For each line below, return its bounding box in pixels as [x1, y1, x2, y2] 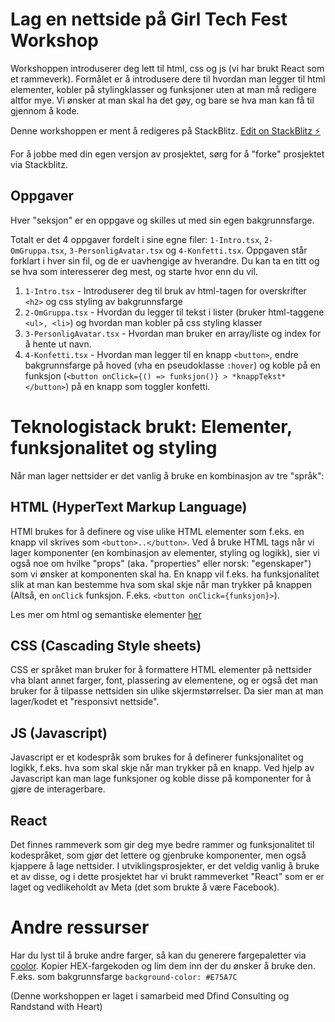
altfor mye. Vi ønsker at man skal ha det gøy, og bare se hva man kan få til [10, 94, 315, 106]
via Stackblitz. [10, 158, 68, 170]
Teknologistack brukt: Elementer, [10, 415, 293, 438]
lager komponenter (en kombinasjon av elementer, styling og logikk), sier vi [10, 546, 320, 558]
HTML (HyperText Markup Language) [10, 499, 248, 516]
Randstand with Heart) [10, 1000, 103, 1012]
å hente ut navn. [24, 338, 92, 350]
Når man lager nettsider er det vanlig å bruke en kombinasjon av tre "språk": [10, 469, 325, 482]
